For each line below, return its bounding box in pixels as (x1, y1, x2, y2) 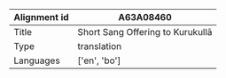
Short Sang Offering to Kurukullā (77, 26, 213, 38)
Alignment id (13, 11, 69, 23)
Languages (13, 54, 60, 67)
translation (77, 40, 122, 52)
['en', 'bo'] (77, 54, 121, 67)
